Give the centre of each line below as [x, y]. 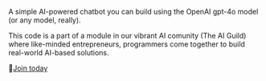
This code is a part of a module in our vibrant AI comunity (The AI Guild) [127, 36]
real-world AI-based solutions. [59, 53]
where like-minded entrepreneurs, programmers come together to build [127, 44]
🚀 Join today [28, 68]
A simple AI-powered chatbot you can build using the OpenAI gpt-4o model [133, 12]
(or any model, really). [45, 20]
